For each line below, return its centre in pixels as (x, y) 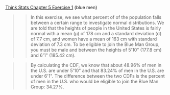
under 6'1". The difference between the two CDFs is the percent (98, 76)
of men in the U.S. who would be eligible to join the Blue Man (94, 81)
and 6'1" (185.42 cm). (53, 55)
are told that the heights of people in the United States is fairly (96, 28)
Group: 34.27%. (47, 87)
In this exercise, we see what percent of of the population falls (96, 17)
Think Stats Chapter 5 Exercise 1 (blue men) (51, 7)
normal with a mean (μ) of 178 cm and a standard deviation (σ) (96, 33)
